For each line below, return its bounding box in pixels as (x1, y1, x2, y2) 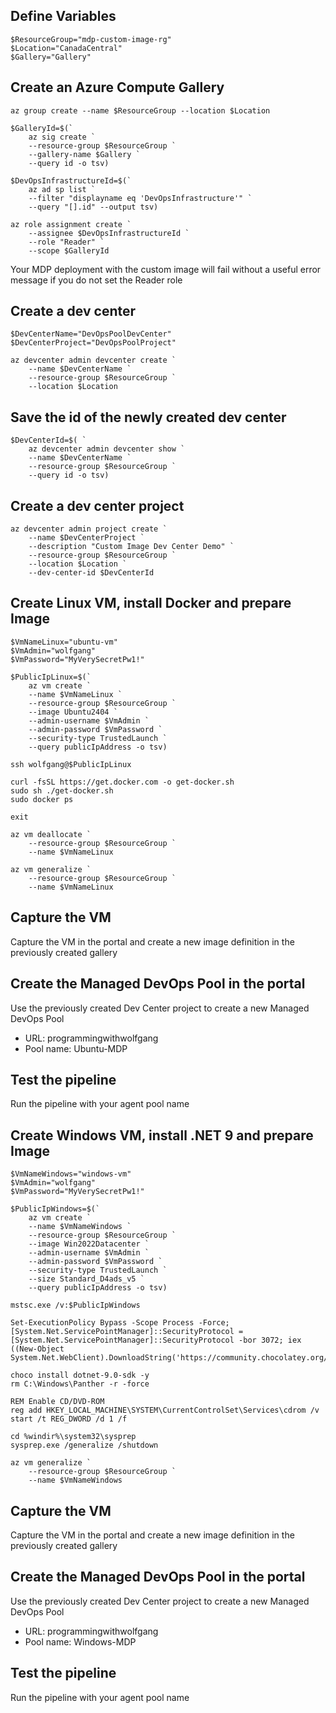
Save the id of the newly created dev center (10, 409, 287, 426)
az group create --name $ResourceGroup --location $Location (10, 105, 271, 116)
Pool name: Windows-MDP (24, 1635, 137, 1648)
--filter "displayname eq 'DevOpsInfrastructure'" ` (28, 193, 253, 203)
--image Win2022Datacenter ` (28, 1239, 150, 1249)
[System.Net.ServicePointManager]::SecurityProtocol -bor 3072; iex (10, 1335, 302, 1346)
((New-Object (10, 1344, 65, 1354)
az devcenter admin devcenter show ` (28, 444, 186, 454)
